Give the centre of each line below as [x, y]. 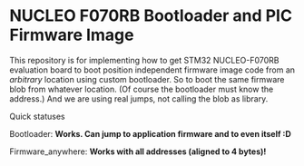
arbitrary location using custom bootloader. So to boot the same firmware [147, 79]
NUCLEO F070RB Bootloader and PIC [151, 16]
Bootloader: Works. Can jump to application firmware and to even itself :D [151, 133]
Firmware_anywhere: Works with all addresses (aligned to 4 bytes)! [138, 151]
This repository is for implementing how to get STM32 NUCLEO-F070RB [144, 60]
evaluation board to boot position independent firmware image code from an [152, 70]
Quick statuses [37, 116]
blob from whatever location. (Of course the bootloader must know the [142, 89]
